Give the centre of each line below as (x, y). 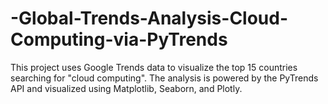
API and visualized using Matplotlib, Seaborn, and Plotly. (126, 88)
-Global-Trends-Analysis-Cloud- (149, 18)
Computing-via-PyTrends (119, 39)
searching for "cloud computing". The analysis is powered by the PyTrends (164, 78)
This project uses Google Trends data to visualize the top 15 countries (154, 67)
